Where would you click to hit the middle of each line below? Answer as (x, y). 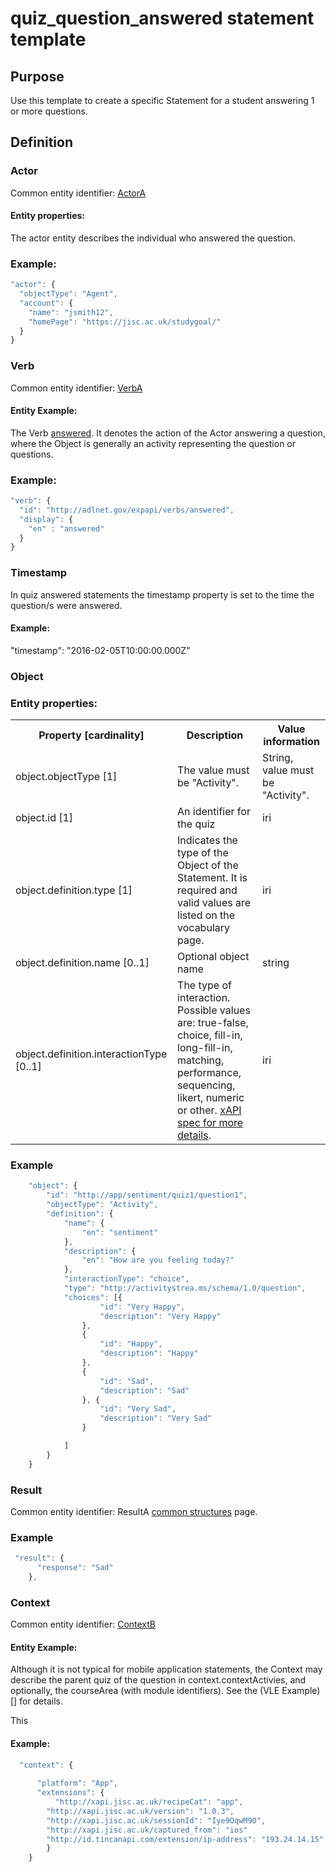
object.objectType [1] (66, 777)
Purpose (37, 76)
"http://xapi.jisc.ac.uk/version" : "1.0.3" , (140, 1811)
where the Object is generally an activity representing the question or (153, 443)
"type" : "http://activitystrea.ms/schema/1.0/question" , (185, 1288)
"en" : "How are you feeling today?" (158, 1260)
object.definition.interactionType (91, 1054)
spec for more (210, 1123)
